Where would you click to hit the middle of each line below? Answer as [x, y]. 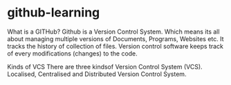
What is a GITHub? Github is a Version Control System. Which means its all [113, 32]
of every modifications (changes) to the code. [73, 53]
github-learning [54, 13]
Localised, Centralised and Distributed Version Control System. [97, 74]
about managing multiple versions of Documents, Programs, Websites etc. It [115, 38]
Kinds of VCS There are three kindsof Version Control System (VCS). [105, 66]
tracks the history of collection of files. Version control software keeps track [115, 46]
